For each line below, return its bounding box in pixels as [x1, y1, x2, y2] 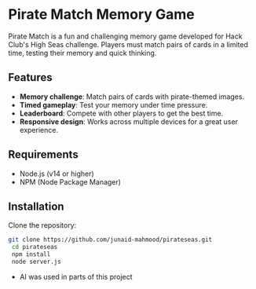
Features [8, 71, 53, 84]
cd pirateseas [11, 243, 58, 251]
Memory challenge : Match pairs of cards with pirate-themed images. [19, 92, 245, 101]
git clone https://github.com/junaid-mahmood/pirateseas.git [8, 236, 213, 244]
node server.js [11, 258, 61, 265]
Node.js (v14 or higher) [19, 169, 94, 178]
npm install [11, 251, 51, 258]
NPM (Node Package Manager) [19, 177, 122, 186]
